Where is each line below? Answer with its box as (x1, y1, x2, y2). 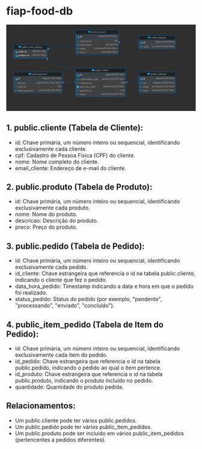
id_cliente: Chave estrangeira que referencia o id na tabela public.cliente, (14, 270, 196, 277)
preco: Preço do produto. (14, 223, 78, 231)
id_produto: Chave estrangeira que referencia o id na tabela (14, 371, 163, 378)
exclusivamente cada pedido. (14, 264, 88, 271)
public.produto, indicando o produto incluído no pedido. (14, 377, 153, 384)
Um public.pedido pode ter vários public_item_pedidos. (14, 423, 152, 430)
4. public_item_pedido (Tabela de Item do (6, 319, 164, 330)
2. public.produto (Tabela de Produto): (6, 182, 153, 192)
